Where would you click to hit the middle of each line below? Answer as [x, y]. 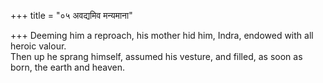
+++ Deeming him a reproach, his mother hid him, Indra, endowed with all [162, 35]
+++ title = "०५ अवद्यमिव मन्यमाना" [71, 15]
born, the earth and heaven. [68, 67]
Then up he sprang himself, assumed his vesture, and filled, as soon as [156, 56]
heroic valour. [38, 46]
